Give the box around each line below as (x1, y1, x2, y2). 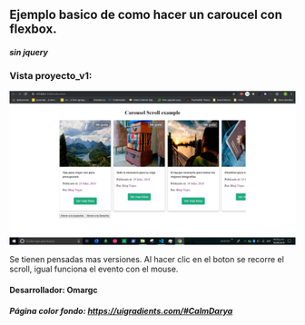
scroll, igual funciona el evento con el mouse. (9, 263, 179, 275)
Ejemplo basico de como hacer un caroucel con (9, 7, 283, 23)
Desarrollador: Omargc (9, 285, 98, 296)
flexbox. (9, 22, 57, 37)
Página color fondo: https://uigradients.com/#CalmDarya (9, 305, 233, 316)
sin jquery (9, 46, 48, 57)
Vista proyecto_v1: (9, 70, 93, 83)
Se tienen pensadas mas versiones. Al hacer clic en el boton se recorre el (9, 254, 284, 265)
